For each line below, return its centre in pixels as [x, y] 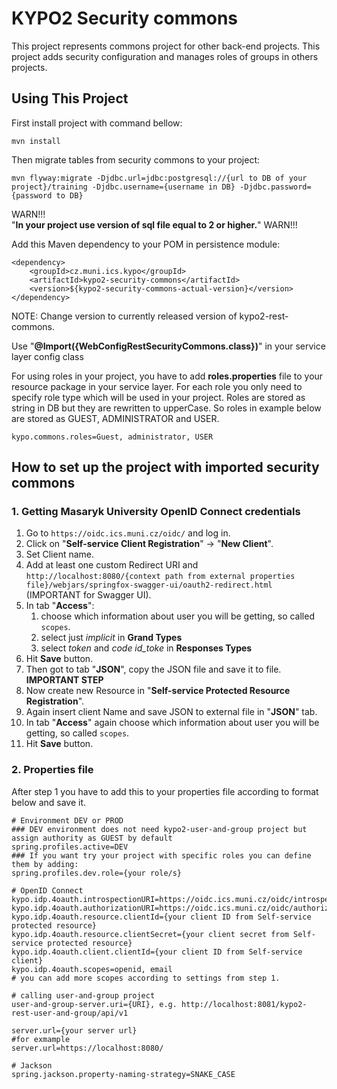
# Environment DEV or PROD [67, 820]
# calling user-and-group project [83, 995]
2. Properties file [52, 770]
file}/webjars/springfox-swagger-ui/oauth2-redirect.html [149, 585]
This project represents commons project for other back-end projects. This [166, 46]
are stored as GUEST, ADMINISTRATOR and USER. [115, 418]
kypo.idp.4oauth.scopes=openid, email [92, 969]
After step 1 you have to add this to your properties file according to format [165, 791]
